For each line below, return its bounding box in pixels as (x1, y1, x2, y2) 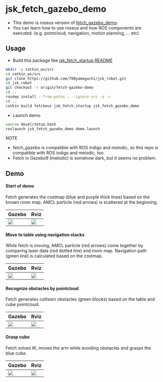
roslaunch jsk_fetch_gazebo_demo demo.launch (5, 126, 100, 131)
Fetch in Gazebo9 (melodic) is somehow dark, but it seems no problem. (12, 155, 157, 161)
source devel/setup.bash (5, 122, 56, 127)
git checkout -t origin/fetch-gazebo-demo (5, 85, 93, 90)
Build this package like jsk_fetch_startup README (12, 57, 113, 63)
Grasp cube (5, 334, 30, 340)
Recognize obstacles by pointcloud (5, 285, 79, 291)
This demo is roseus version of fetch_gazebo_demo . (12, 20, 118, 26)
